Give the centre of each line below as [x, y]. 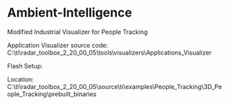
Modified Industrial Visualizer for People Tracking [77, 32]
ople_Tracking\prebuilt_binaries [52, 94]
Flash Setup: [25, 66]
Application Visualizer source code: [58, 45]
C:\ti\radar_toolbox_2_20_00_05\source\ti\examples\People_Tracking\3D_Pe [115, 86]
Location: [20, 79]
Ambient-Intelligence [70, 13]
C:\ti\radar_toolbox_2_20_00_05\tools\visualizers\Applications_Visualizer [110, 52]
